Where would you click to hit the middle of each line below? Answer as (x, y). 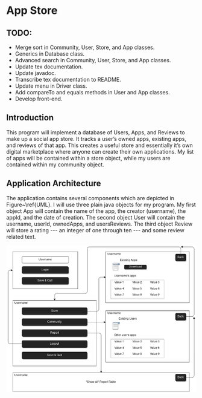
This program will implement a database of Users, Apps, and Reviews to (96, 132)
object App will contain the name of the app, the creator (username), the (96, 211)
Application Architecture (54, 184)
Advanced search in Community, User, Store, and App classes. (93, 60)
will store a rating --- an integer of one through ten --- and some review (96, 230)
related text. (21, 237)
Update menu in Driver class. (51, 86)
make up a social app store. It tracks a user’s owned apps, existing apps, (96, 139)
